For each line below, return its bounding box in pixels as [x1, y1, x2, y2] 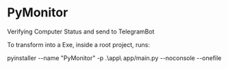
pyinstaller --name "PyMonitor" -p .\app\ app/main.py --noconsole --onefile [7, 53, 222, 62]
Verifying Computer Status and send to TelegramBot [7, 27, 155, 36]
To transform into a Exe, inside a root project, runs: [7, 40, 151, 49]
